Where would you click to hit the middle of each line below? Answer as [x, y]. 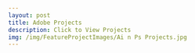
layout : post [29, 15]
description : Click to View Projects [70, 30]
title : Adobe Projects [45, 23]
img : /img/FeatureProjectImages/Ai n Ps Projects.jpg [98, 37]
